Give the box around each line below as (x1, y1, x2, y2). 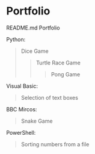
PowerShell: (6, 129, 36, 136)
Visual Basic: (6, 82, 38, 90)
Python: (6, 35, 26, 43)
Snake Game (20, 117, 53, 125)
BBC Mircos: (6, 105, 37, 112)
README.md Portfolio (6, 24, 60, 31)
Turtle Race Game (35, 59, 81, 66)
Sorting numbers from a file (20, 140, 90, 148)
